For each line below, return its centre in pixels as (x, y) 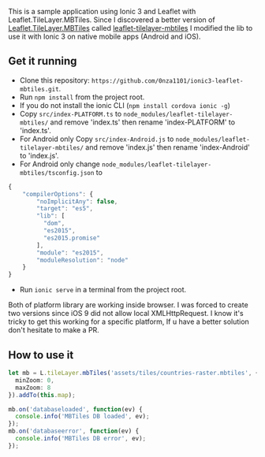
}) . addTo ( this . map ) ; (42, 395)
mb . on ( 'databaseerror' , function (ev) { (74, 431)
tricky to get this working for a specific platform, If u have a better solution (129, 321)
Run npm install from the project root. (82, 97)
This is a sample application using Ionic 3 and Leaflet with (102, 11)
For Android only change (60, 164)
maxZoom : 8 (33, 388)
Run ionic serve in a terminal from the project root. (103, 290)
